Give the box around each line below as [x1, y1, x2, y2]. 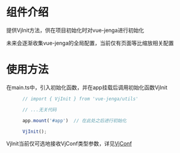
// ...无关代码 [22, 107, 57, 113]
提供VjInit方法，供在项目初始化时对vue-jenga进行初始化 [6, 27, 144, 34]
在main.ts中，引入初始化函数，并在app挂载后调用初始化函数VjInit [6, 84, 167, 91]
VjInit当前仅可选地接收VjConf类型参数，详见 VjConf [6, 140, 132, 148]
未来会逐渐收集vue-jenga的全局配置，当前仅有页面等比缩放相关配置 [6, 39, 175, 46]
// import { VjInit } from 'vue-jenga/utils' [22, 96, 138, 102]
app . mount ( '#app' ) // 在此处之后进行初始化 [22, 117, 127, 123]
